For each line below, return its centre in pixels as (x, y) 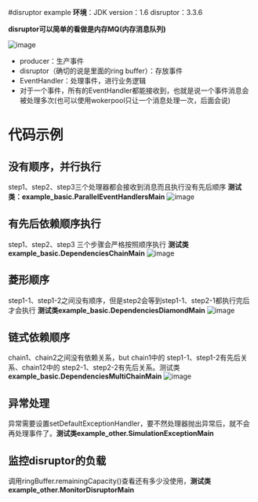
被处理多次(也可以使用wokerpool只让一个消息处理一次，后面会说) (125, 100)
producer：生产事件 (52, 61)
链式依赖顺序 (39, 338)
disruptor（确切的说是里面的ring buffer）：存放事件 (101, 71)
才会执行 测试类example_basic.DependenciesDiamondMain (107, 310)
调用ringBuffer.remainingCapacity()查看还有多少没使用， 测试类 (110, 481)
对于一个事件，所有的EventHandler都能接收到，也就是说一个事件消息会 (134, 90)
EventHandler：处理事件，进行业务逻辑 (83, 81)
